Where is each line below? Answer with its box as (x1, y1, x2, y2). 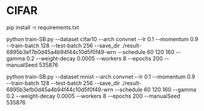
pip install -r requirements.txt (6, 24, 79, 31)
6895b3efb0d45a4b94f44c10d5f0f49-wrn (6, 86, 114, 93)
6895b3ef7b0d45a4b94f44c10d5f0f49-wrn (6, 48, 117, 55)
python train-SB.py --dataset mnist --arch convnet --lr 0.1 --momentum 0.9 (6, 73, 195, 80)
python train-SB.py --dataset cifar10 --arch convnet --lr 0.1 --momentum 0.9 (6, 35, 199, 42)
